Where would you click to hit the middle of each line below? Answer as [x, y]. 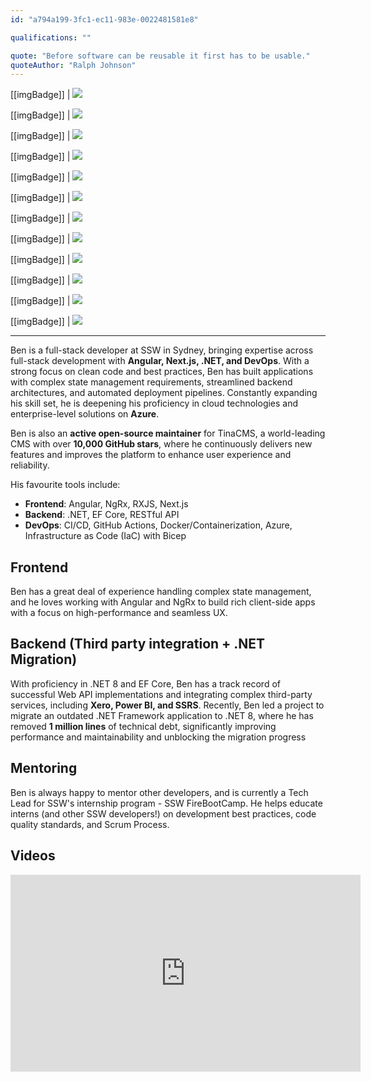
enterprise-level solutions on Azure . [85, 414]
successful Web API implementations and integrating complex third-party [161, 694]
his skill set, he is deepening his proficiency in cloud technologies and [154, 403]
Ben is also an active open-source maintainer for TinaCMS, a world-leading [168, 433]
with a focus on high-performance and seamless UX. [119, 613]
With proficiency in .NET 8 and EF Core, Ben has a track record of [145, 683]
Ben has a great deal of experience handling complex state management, [161, 592]
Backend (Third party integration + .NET [138, 644]
